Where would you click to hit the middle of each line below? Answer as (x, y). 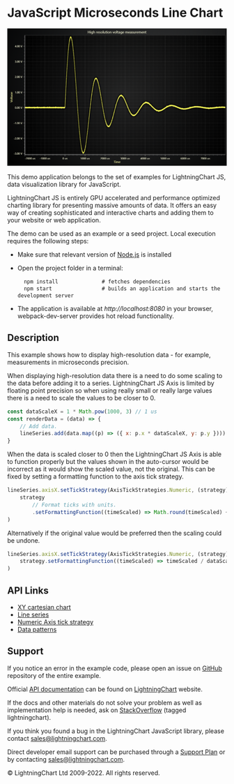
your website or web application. (54, 220)
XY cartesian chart (44, 607)
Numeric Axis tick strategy (55, 621)
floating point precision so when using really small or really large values (110, 390)
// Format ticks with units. (75, 505)
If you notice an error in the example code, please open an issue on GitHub (115, 668)
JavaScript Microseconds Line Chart (115, 13)
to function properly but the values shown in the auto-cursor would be (108, 462)
